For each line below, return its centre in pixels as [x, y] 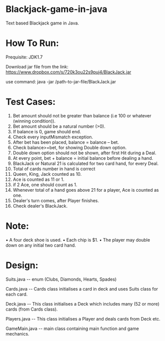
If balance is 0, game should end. [47, 131]
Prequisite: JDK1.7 [24, 57]
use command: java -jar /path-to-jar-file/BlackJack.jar [61, 81]
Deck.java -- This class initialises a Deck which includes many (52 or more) [82, 304]
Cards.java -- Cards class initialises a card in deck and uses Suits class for [82, 289]
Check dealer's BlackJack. [40, 206]
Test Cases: [31, 102]
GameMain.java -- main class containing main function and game [72, 329]
